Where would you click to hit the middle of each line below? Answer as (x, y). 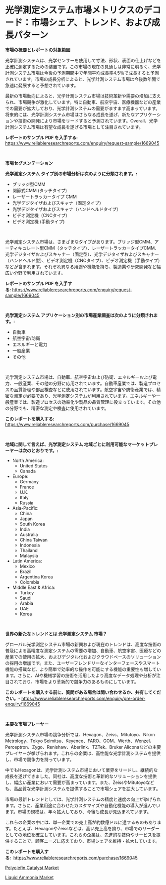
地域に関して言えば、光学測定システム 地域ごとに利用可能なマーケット (77, 444)
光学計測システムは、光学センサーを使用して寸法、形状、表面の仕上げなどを (83, 60)
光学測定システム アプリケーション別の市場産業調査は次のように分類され (79, 315)
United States (34, 465)
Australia (29, 534)
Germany (29, 481)
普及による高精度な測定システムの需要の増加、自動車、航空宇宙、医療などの (83, 651)
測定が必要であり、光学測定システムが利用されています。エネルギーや (85, 396)
